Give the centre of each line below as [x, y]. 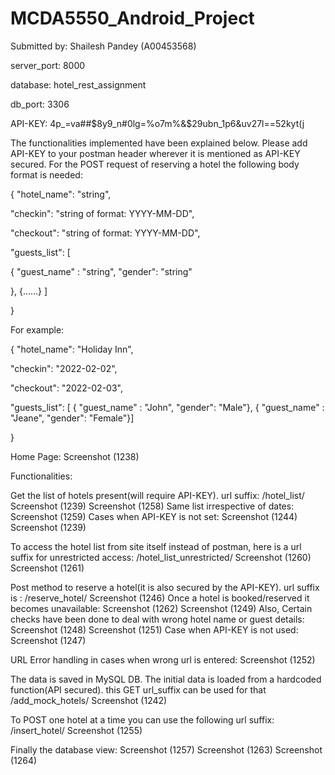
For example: [37, 329]
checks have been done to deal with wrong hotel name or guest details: [157, 619]
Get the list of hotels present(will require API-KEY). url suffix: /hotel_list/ [157, 495]
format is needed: [46, 174]
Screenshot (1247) [48, 640]
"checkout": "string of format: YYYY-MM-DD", [105, 233]
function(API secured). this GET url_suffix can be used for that [138, 689]
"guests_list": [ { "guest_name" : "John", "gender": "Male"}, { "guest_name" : [167, 407]
